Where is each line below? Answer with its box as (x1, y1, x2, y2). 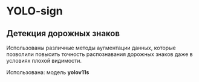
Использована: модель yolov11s (6, 69, 90, 76)
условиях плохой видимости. (6, 57, 82, 64)
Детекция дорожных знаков (6, 28, 120, 39)
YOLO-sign (6, 4, 63, 18)
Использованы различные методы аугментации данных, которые (6, 44, 177, 51)
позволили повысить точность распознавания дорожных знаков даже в (6, 51, 193, 58)
